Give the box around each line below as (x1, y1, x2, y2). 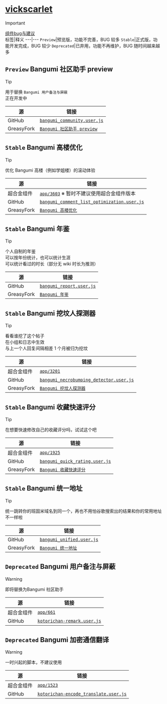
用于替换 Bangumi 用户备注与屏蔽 (5, 89, 68, 95)
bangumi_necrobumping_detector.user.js (39, 377, 134, 383)
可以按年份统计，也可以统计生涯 (5, 254, 71, 260)
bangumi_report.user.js (39, 283, 96, 289)
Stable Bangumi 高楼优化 (5, 143, 83, 152)
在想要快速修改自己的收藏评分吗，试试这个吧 (5, 427, 97, 433)
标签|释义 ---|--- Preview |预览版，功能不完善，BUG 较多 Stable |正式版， (5, 36, 154, 42)
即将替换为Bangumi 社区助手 (5, 586, 64, 592)
